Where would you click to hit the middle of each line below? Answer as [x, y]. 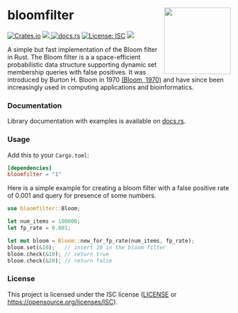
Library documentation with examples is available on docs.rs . [97, 121]
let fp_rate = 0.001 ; [39, 228]
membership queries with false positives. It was [77, 72]
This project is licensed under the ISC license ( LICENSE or [92, 294]
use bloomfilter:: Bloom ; [44, 209]
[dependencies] [30, 168]
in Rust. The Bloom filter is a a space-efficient [74, 57]
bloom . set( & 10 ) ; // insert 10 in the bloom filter [87, 247]
